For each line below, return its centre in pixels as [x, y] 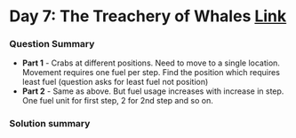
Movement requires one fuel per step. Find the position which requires [151, 73]
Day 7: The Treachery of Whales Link [148, 16]
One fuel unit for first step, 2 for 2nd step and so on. [117, 101]
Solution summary [50, 124]
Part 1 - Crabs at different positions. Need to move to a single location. [151, 63]
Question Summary [52, 44]
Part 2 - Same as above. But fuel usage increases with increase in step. [153, 91]
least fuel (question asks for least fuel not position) [115, 82]
